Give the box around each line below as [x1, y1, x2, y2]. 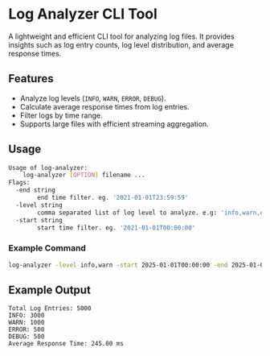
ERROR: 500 [8, 325, 45, 334]
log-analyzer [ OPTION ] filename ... [22, 171, 146, 180]
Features [8, 72, 54, 85]
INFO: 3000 [8, 312, 45, 320]
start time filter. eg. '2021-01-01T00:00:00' [37, 223, 196, 232]
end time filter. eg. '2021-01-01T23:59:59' [37, 194, 189, 202]
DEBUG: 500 [8, 333, 45, 341]
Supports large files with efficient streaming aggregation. [19, 118, 209, 129]
